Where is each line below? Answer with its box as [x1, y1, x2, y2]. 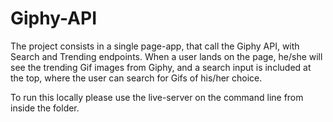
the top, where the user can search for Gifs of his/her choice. [10, 72, 263, 84]
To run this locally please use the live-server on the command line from [10, 91, 304, 103]
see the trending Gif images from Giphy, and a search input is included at [10, 61, 312, 73]
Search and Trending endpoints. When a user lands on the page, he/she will [10, 50, 323, 62]
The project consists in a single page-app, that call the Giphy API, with [10, 40, 300, 52]
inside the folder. [10, 102, 80, 114]
